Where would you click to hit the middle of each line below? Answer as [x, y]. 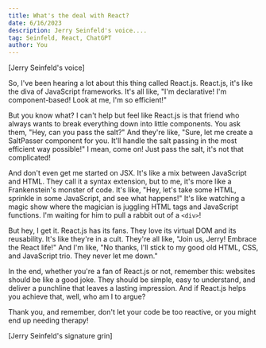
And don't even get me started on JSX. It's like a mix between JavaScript [128, 173]
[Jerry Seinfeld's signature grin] [60, 336]
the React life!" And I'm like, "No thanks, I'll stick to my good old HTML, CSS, [133, 248]
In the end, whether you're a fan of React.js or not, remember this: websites [132, 272]
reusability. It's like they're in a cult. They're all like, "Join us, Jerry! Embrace [133, 239]
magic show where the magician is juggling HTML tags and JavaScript [123, 207]
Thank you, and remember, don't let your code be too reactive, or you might [132, 312]
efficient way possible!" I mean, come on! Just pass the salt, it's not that [126, 149]
